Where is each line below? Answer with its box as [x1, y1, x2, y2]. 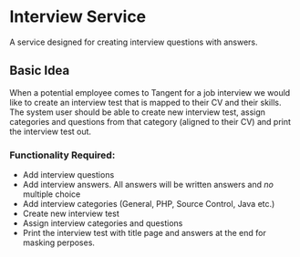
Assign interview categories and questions [22, 218, 183, 229]
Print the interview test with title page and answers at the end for [22, 228, 266, 239]
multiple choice [22, 189, 81, 200]
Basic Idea [9, 63, 70, 78]
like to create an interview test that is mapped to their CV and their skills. [9, 97, 282, 108]
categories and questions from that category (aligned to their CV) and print [9, 116, 292, 127]
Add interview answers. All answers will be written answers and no [22, 180, 274, 190]
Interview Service [9, 6, 147, 27]
